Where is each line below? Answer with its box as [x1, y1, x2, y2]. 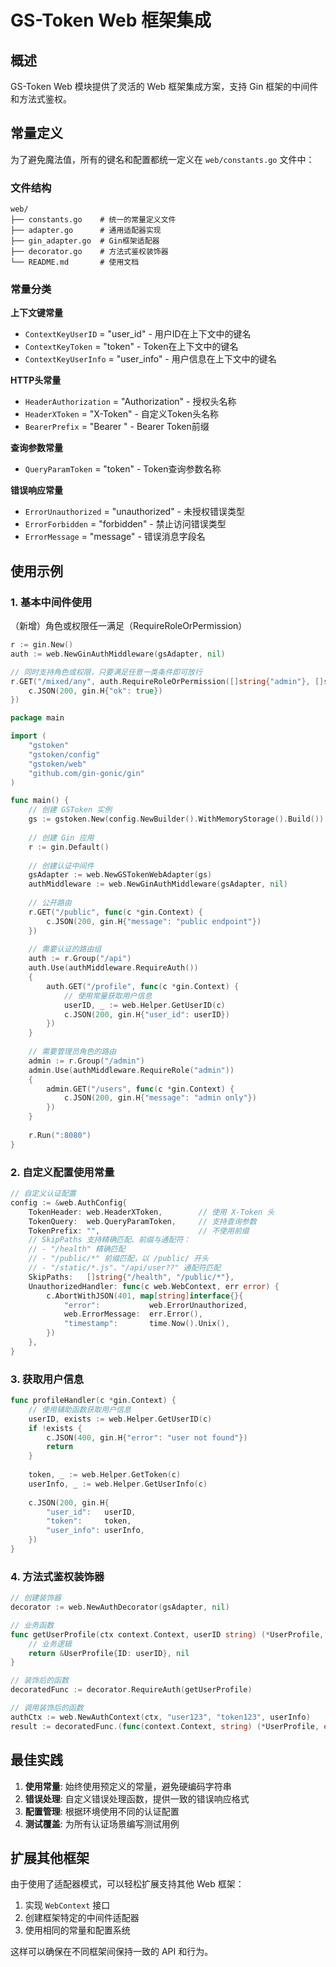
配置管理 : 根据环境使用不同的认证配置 [24, 1805, 180, 1817]
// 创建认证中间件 [28, 861, 95, 871]
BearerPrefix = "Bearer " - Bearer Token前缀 [24, 421, 210, 433]
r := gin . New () [10, 640, 74, 650]
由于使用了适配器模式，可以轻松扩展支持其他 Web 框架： [10, 1878, 245, 1890]
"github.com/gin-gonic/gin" [28, 768, 145, 778]
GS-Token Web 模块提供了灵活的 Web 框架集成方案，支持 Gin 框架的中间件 [10, 81, 319, 92]
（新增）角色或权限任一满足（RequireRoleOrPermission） [10, 620, 248, 632]
